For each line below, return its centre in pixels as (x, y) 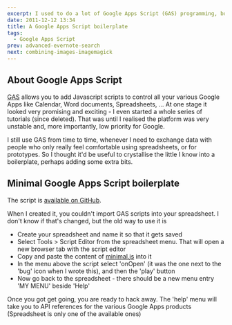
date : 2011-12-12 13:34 (41, 20)
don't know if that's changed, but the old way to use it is (87, 221)
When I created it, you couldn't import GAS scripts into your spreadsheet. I (113, 213)
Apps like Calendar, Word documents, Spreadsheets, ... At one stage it (107, 104)
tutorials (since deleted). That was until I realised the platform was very (108, 119)
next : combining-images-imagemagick (60, 53)
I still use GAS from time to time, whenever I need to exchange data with (110, 140)
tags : (15, 33)
